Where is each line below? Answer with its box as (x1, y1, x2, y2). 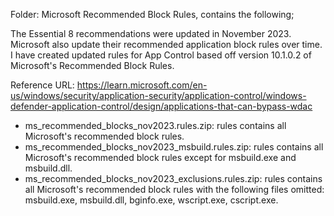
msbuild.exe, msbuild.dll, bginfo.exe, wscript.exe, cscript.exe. (24, 194, 279, 206)
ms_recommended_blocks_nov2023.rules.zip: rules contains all (24, 120, 287, 131)
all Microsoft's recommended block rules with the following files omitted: (24, 184, 325, 195)
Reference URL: (10, 79, 75, 91)
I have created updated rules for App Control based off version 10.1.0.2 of (10, 49, 312, 61)
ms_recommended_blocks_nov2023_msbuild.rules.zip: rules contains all (24, 141, 324, 153)
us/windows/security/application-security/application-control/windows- (10, 90, 307, 101)
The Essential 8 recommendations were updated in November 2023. (10, 28, 292, 39)
